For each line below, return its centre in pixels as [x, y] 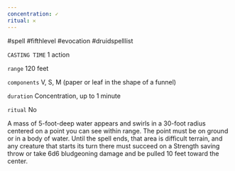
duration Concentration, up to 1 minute [64, 96]
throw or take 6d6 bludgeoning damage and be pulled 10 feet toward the [113, 153]
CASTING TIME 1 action [38, 55]
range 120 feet [28, 68]
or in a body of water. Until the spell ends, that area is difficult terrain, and [115, 138]
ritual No [22, 109]
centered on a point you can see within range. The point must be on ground [118, 131]
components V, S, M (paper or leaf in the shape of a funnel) [92, 82]
